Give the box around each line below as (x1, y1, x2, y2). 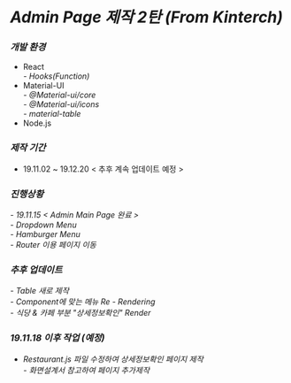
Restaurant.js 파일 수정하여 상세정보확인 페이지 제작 (22, 354, 204, 364)
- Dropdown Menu (10, 219, 78, 230)
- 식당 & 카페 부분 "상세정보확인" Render (10, 308, 151, 318)
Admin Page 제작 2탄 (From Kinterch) (10, 7, 284, 27)
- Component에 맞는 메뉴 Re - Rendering (10, 296, 156, 307)
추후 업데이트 (10, 264, 63, 276)
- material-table (22, 109, 81, 119)
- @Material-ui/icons (22, 99, 100, 110)
